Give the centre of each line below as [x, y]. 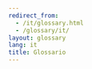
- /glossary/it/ [42, 30]
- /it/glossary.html [50, 23]
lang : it [23, 45]
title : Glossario [37, 52]
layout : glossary [37, 38]
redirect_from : [34, 15]
